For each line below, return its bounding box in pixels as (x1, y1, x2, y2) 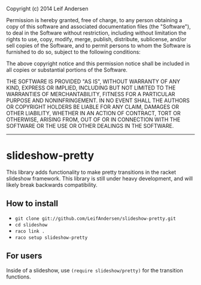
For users (6, 251, 42, 261)
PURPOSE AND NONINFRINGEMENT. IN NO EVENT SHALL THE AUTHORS (6, 97, 190, 104)
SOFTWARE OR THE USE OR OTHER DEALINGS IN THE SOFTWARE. (6, 122, 174, 129)
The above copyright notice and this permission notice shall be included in (6, 60, 190, 67)
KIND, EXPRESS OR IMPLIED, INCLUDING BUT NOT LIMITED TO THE (6, 84, 176, 91)
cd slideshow (14, 222, 48, 228)
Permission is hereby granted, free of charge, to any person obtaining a (6, 17, 182, 23)
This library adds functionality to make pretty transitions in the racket (6, 168, 176, 176)
